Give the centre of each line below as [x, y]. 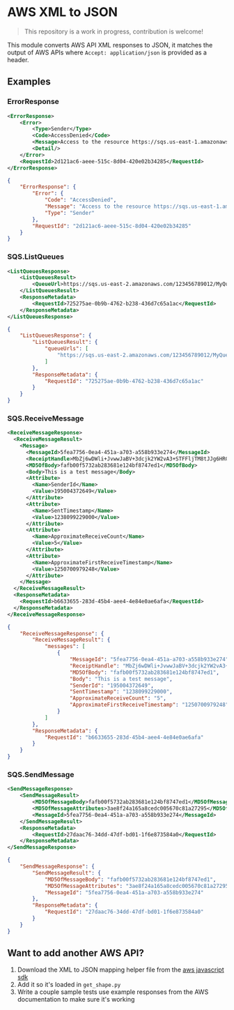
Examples [29, 82]
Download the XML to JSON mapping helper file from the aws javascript [120, 970]
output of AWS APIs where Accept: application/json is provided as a [107, 52]
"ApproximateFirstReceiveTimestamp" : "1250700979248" [149, 705]
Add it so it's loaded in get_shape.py [69, 985]
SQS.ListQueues [36, 257]
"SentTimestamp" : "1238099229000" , [121, 692]
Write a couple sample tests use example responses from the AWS [113, 992]
